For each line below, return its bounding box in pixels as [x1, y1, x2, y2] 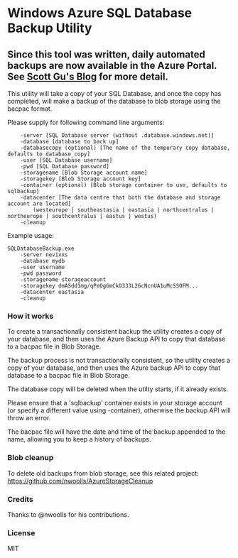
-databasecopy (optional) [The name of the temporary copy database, [20, 144, 231, 151]
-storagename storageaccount [20, 276, 107, 283]
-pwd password [20, 270, 62, 277]
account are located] [7, 200, 72, 207]
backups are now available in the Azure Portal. [7, 59, 217, 72]
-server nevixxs [20, 251, 69, 258]
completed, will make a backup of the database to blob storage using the [7, 97, 221, 105]
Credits [7, 494, 33, 504]
